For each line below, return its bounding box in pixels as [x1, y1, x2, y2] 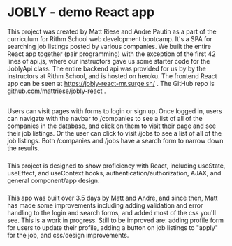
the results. [7, 144, 40, 152]
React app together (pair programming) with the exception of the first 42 [7, 50, 216, 58]
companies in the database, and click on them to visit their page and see [7, 122, 217, 130]
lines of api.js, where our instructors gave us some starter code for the [7, 57, 210, 65]
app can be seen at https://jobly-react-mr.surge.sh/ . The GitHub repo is [7, 79, 215, 87]
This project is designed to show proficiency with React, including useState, [7, 161, 226, 170]
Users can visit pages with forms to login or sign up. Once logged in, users [7, 107, 222, 115]
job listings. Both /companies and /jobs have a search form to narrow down [7, 137, 224, 145]
